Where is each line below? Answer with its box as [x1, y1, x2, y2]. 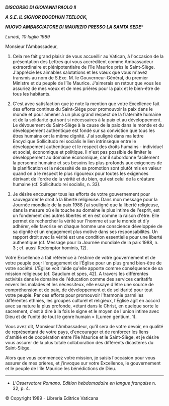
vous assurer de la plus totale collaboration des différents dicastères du [5, 340, 154, 345]
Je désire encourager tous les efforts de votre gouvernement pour [12, 191, 150, 197]
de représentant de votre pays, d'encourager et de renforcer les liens [5, 329, 149, 335]
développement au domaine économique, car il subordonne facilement [12, 154, 159, 160]
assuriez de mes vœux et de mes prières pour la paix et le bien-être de [12, 85, 160, 92]
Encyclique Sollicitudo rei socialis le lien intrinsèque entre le [12, 139, 137, 144]
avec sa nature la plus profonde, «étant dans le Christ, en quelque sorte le [5, 303, 159, 309]
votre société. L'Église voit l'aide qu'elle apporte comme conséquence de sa [5, 265, 163, 271]
